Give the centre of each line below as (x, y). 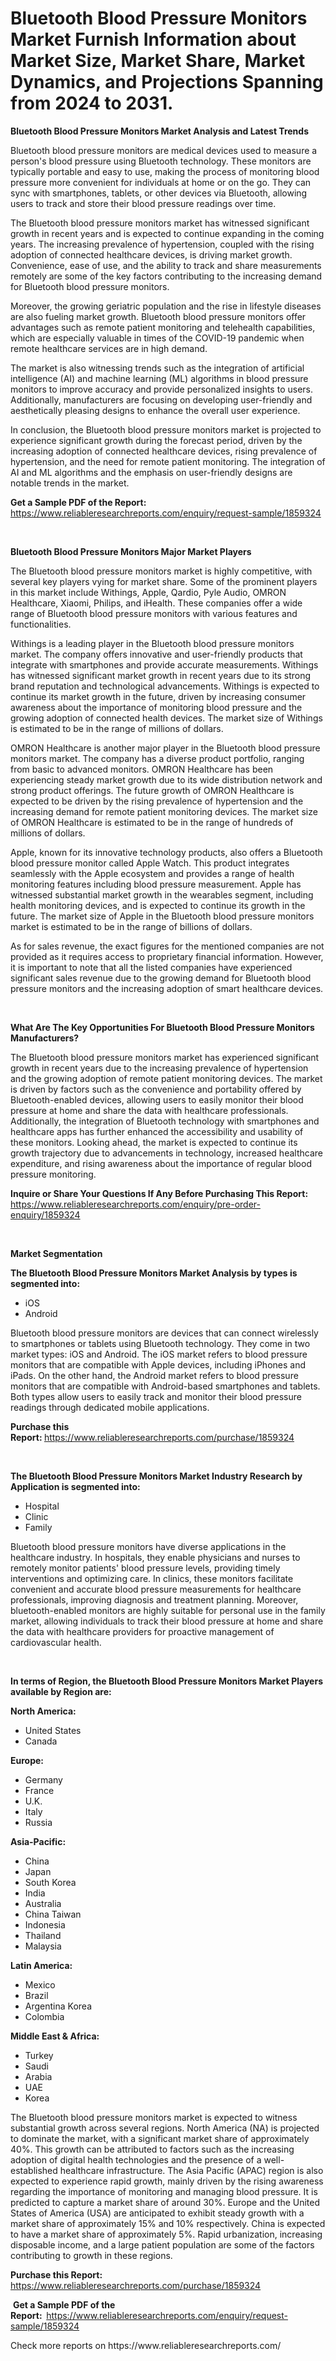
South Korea (50, 1882)
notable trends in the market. (70, 483)
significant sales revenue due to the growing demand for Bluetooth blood (161, 978)
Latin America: (41, 1965)
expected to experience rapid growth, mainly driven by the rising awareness (167, 2181)
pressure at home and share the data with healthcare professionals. (149, 1110)
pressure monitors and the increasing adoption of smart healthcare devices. (167, 988)
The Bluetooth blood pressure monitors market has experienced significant (165, 1057)
